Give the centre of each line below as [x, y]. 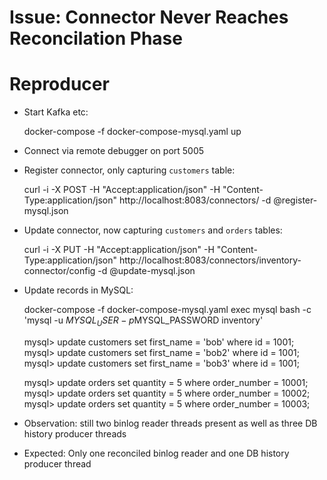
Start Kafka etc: [56, 112]
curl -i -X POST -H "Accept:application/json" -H [122, 190]
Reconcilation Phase [96, 38]
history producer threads [75, 433]
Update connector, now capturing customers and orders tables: [153, 230]
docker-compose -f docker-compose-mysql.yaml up [132, 132]
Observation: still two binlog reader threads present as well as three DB [170, 423]
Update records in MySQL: [78, 290]
